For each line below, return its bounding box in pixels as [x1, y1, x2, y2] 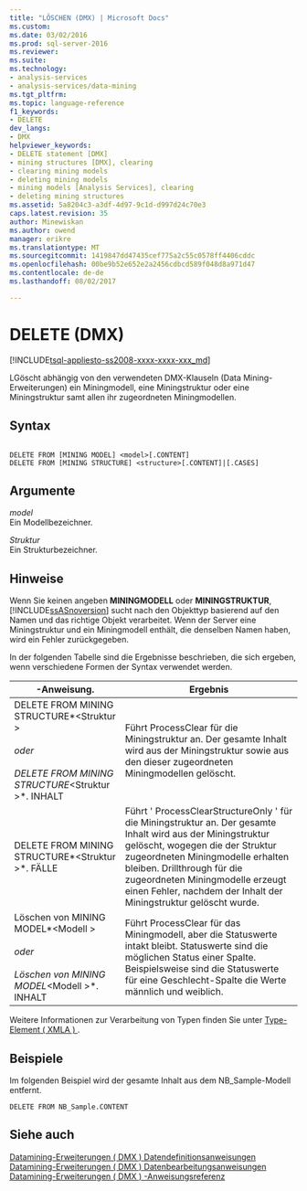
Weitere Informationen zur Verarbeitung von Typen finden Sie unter [9, 1015, 263, 1026]
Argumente [9, 483, 76, 498]
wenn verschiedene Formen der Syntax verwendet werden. [9, 662, 233, 673]
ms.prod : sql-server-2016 [9, 38, 108, 48]
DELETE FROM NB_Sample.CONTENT [9, 1102, 129, 1111]
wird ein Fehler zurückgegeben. [9, 634, 130, 645]
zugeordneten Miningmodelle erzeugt [124, 874, 287, 887]
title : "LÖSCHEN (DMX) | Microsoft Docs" [9, 13, 170, 23]
